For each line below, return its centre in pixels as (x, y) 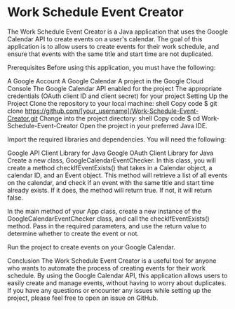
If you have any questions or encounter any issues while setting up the (109, 290)
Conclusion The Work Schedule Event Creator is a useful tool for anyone (112, 261)
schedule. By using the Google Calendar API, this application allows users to (117, 275)
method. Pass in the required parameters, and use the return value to (107, 226)
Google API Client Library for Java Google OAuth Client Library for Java (110, 153)
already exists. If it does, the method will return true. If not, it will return (110, 190)
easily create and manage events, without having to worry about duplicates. (117, 283)
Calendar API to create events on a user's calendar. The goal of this (105, 39)
